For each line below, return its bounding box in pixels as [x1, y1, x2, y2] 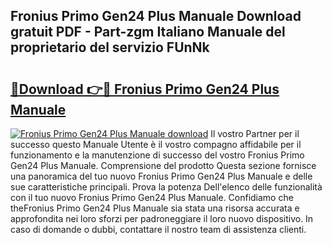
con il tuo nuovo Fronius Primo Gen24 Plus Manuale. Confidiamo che [10, 192, 294, 203]
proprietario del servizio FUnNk [10, 39, 210, 56]
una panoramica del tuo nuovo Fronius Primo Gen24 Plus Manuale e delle [10, 170, 313, 182]
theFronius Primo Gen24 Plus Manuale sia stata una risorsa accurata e [10, 202, 300, 214]
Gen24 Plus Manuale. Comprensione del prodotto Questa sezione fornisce [10, 160, 317, 171]
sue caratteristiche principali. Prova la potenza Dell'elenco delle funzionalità [10, 181, 323, 193]
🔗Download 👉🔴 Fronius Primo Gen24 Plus [10, 80, 280, 98]
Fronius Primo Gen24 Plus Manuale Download [10, 8, 302, 25]
